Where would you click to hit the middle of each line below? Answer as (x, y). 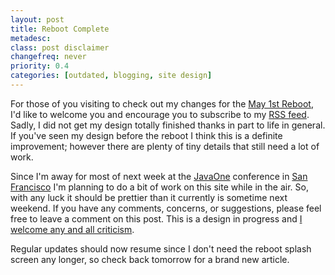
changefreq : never (48, 57)
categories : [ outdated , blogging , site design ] (111, 76)
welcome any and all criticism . (72, 229)
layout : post (37, 19)
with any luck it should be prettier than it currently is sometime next (149, 197)
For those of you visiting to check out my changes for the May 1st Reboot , (162, 103)
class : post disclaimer (60, 47)
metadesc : (31, 38)
